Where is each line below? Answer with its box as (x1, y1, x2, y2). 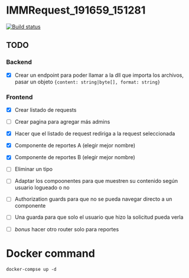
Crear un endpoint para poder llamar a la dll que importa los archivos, (14, 72, 184, 79)
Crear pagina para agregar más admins (14, 118, 110, 125)
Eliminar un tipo (14, 166, 53, 173)
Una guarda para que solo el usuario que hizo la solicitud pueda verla (14, 214, 184, 221)
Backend (6, 58, 32, 66)
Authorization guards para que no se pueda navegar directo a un (14, 196, 172, 203)
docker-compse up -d (6, 266, 57, 272)
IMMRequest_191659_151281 (6, 4, 146, 17)
